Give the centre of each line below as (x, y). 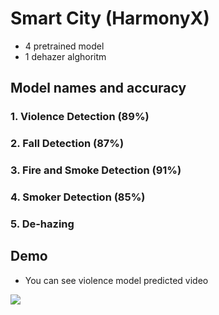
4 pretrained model (64, 46)
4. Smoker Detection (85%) (78, 197)
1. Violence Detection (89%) (80, 117)
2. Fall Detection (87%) (67, 144)
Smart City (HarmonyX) (110, 18)
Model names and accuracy (98, 88)
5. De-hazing (42, 224)
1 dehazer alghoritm (65, 56)
